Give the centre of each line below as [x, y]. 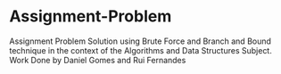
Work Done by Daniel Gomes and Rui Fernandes [98, 60]
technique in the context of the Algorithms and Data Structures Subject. [140, 50]
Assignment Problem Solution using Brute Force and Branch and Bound [140, 41]
